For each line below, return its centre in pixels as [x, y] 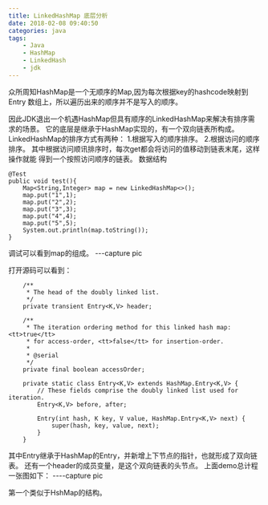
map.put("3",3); [50, 209]
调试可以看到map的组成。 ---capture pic [75, 252]
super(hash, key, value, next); [105, 426]
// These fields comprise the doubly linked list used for [138, 390]
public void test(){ [43, 181]
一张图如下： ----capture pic [56, 475]
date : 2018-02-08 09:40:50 [53, 23]
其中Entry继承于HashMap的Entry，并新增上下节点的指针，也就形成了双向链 [133, 455]
